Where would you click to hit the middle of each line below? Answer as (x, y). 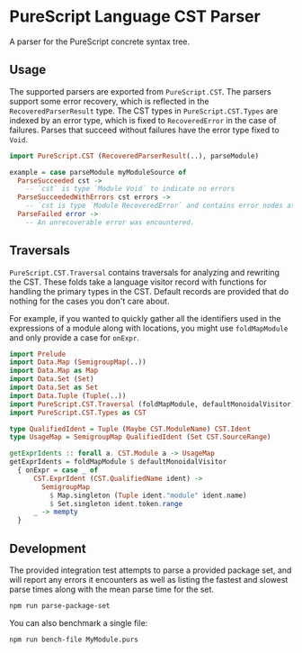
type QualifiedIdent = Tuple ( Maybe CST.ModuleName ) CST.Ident (130, 429)
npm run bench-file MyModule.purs (74, 639)
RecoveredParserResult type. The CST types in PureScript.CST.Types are (144, 111)
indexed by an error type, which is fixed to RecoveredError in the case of (143, 120)
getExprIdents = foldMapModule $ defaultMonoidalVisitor (118, 462)
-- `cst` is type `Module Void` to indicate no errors (130, 189)
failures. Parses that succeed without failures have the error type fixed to (145, 130)
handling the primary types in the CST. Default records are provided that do (149, 291)
